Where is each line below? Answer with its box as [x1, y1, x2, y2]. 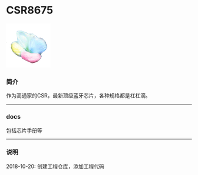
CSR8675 [6, 4, 54, 17]
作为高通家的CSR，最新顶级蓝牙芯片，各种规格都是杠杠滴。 [6, 92, 151, 99]
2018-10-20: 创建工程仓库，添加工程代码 [6, 163, 104, 170]
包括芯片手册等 [6, 127, 42, 134]
